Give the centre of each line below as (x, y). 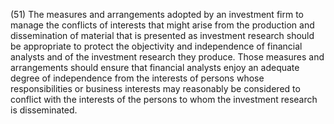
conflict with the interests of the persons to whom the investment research (164, 99)
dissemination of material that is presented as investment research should (162, 35)
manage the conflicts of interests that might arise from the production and (162, 25)
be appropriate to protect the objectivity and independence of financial (156, 46)
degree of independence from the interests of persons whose (137, 78)
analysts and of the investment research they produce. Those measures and (167, 57)
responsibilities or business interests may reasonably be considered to (155, 88)
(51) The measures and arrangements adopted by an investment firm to (157, 14)
